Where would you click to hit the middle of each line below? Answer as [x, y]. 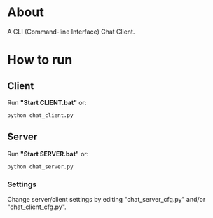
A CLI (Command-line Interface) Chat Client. [71, 32]
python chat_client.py [40, 115]
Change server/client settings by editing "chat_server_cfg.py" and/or [106, 200]
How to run [40, 60]
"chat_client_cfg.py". [37, 207]
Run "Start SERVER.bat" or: [48, 154]
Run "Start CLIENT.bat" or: [47, 102]
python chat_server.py [40, 166]
